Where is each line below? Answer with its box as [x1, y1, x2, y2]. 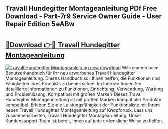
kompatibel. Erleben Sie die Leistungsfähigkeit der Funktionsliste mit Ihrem [5, 102, 160, 108]
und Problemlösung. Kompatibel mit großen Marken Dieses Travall [5, 91, 143, 97]
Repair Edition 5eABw [5, 20, 75, 28]
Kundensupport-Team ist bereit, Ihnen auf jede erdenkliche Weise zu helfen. [5, 118, 163, 124]
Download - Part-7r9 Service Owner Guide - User [5, 12, 162, 21]
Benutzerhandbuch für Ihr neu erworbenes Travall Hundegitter [5, 70, 135, 76]
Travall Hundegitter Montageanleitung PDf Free [5, 4, 157, 13]
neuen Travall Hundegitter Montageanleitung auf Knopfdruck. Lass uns [5, 107, 153, 113]
